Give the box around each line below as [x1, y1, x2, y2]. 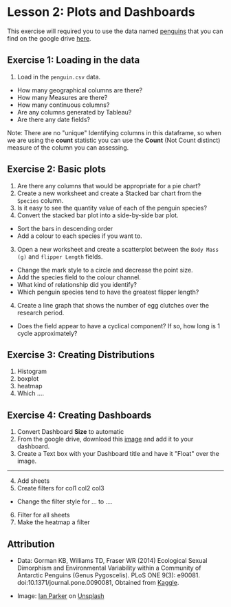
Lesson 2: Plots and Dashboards [7, 4, 195, 20]
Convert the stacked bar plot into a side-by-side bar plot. [16, 211, 179, 219]
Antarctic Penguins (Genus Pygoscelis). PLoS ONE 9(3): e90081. [16, 571, 201, 579]
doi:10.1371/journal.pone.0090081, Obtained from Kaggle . [16, 579, 179, 586]
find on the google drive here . [7, 34, 91, 42]
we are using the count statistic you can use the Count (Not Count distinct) [7, 136, 221, 144]
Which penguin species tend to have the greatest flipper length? [16, 288, 199, 296]
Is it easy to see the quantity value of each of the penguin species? [16, 203, 208, 212]
